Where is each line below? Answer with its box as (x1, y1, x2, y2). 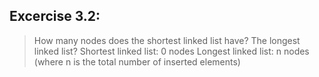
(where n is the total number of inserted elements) (33, 55, 241, 68)
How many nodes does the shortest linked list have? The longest (33, 34, 301, 46)
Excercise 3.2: (9, 8, 101, 25)
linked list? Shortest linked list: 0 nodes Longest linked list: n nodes (33, 45, 310, 57)
